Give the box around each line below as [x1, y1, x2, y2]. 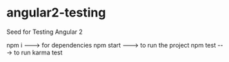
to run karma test [14, 48, 63, 56]
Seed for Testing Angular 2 [6, 28, 83, 36]
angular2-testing [6, 5, 106, 21]
